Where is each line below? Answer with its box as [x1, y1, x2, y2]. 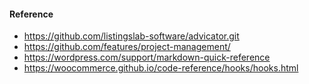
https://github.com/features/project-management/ [23, 41, 231, 53]
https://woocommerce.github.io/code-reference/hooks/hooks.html [23, 62, 299, 74]
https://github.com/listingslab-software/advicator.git [23, 30, 240, 42]
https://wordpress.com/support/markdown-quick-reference [23, 51, 271, 64]
